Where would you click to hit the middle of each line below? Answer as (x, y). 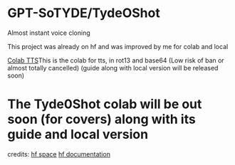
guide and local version (78, 135)
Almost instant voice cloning (49, 33)
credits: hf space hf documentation (59, 154)
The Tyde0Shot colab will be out (105, 104)
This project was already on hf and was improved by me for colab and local (118, 46)
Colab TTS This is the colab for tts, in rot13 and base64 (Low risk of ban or (116, 60)
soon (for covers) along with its (101, 119)
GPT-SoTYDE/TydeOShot (84, 13)
